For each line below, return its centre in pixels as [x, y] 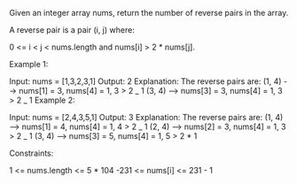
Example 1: [29, 64]
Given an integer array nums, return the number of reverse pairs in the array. [149, 13]
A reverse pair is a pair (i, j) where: [72, 30]
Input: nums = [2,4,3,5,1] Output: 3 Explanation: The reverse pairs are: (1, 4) [146, 117]
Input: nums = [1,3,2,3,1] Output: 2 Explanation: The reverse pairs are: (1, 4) [145, 81]
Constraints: [31, 153]
